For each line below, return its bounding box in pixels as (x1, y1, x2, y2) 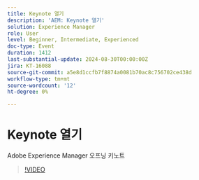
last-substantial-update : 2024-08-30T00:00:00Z (7, 56, 149, 63)
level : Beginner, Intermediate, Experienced (7, 36, 139, 43)
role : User (7, 29, 39, 37)
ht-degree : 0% (7, 88, 49, 95)
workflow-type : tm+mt (7, 75, 71, 83)
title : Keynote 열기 (7, 10, 64, 18)
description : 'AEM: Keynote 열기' (7, 17, 105, 24)
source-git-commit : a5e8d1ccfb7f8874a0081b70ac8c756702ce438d (7, 69, 192, 76)
